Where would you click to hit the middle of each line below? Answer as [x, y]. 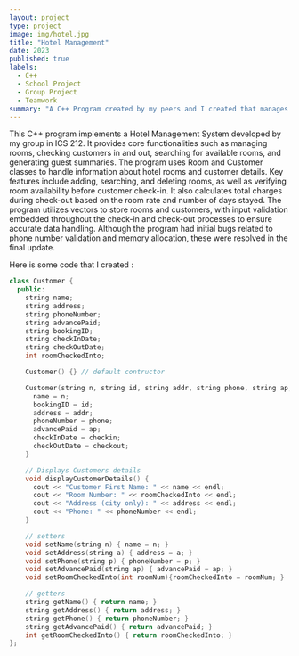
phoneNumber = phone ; [73, 421]
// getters [45, 594]
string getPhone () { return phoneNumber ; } [107, 619]
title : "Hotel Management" [59, 42]
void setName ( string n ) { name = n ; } [97, 545]
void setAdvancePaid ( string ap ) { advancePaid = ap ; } [129, 570]
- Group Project [47, 92]
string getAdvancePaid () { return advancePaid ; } [119, 627]
